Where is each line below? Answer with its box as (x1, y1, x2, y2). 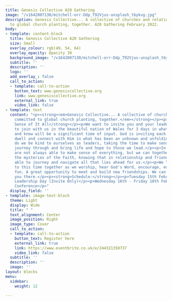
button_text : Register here (14, 236, 74, 241)
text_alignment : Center (10, 212, 60, 218)
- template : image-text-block (5, 193, 70, 198)
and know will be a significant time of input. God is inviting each (14, 131, 166, 136)
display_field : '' (10, 188, 50, 193)
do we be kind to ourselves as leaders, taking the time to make (14, 141, 157, 146)
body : (5, 27, 17, 32)
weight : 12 (14, 284, 38, 289)
